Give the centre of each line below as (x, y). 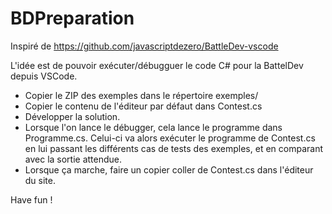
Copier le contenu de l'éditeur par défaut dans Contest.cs (143, 106)
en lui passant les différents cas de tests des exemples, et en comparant (173, 148)
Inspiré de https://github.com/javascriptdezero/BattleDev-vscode (144, 46)
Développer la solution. (72, 116)
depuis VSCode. (44, 76)
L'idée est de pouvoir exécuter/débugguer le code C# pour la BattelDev (157, 65)
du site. (40, 180)
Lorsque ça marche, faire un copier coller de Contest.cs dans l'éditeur (169, 169)
